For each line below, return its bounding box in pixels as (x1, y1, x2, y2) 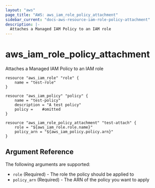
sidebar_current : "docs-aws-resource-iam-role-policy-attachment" (5, 17, 150, 22)
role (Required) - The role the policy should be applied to (12, 171, 134, 177)
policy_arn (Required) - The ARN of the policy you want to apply (12, 176, 150, 182)
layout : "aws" (5, 7, 36, 13)
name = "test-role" (14, 80, 56, 85)
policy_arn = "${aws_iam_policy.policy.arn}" (14, 129, 114, 135)
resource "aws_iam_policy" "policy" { (5, 93, 88, 99)
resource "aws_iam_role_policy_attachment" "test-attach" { (5, 120, 137, 126)
